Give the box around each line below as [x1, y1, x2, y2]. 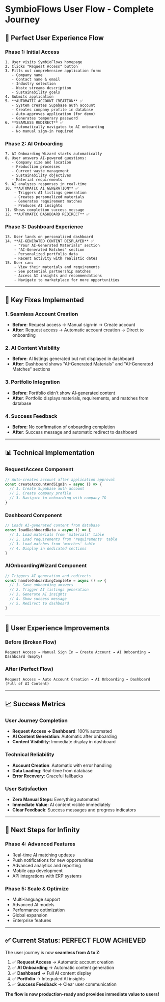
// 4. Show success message [9, 597, 67, 601]
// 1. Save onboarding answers [9, 583, 74, 588]
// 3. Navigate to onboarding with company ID [9, 495, 107, 501]
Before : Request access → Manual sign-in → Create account [12, 322, 136, 328]
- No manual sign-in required [11, 128, 74, 134]
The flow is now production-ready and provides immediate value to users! [5, 991, 160, 997]
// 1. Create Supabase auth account [9, 486, 84, 491]
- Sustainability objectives [11, 173, 71, 178]
